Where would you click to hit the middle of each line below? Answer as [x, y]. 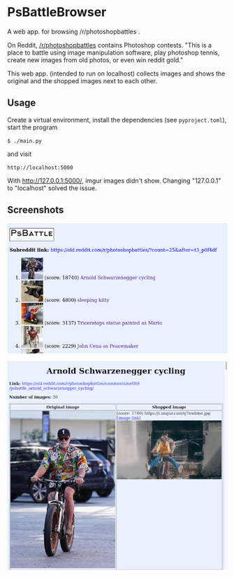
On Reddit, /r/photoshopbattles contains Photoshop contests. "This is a [109, 45]
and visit [20, 154]
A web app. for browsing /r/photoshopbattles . [74, 31]
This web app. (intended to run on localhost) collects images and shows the [116, 73]
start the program [32, 127]
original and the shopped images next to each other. [82, 80]
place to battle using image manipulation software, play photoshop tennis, [114, 52]
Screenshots [36, 210]
